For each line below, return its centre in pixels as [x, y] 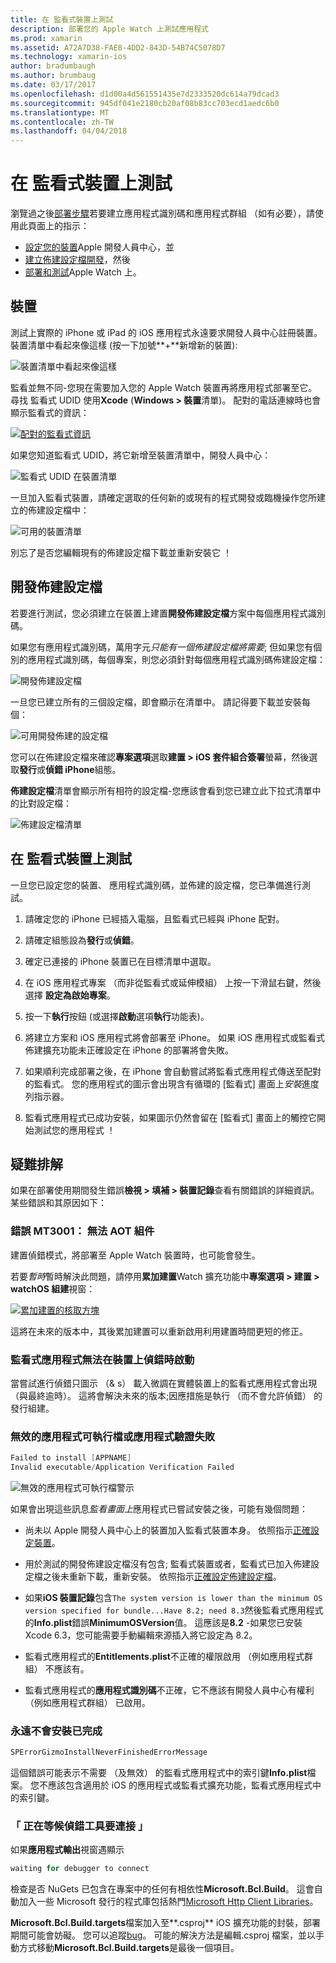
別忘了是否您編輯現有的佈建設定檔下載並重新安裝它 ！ [121, 552]
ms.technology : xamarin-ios [69, 57]
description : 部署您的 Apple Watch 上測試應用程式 [109, 29]
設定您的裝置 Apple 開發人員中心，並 [99, 247]
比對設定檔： [45, 803]
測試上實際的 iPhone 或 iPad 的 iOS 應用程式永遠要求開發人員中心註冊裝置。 [166, 332]
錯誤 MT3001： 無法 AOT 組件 [82, 1231]
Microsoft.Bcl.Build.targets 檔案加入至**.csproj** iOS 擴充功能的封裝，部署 [165, 1923]
